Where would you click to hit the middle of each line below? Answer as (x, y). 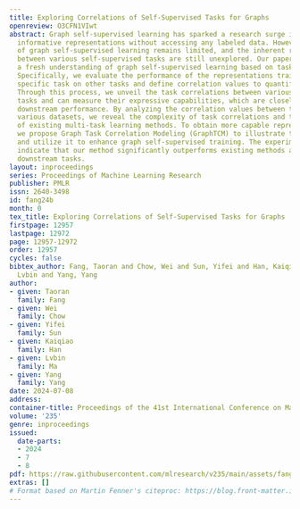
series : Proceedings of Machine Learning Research (105, 175)
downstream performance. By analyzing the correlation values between (151, 109)
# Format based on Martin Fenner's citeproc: (95, 491)
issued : (24, 433)
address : (25, 400)
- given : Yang (36, 375)
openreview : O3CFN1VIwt (54, 26)
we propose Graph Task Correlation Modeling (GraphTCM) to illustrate (151, 134)
